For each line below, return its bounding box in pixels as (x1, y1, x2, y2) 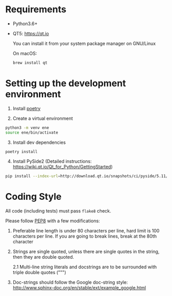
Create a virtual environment (12, 115, 73, 121)
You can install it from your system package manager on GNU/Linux (12, 40, 156, 47)
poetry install (5, 149, 38, 154)
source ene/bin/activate (5, 130, 58, 135)
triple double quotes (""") (12, 269, 67, 276)
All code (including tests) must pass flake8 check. (5, 208, 112, 214)
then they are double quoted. (12, 254, 74, 260)
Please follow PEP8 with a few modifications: (5, 218, 100, 224)
